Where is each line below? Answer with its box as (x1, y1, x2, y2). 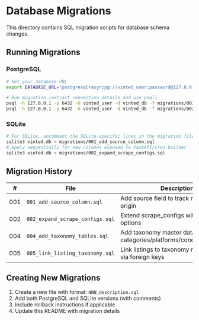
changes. (6, 30, 29, 37)
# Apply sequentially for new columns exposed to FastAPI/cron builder (6, 144, 187, 151)
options (120, 218, 142, 227)
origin (120, 201, 137, 210)
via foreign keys (120, 252, 165, 261)
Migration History (6, 166, 73, 176)
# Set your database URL (6, 78, 68, 84)
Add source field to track (120, 194, 190, 202)
